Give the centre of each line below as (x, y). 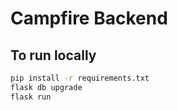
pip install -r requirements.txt (80, 78)
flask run (31, 97)
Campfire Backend (89, 18)
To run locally (53, 55)
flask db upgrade (46, 87)
